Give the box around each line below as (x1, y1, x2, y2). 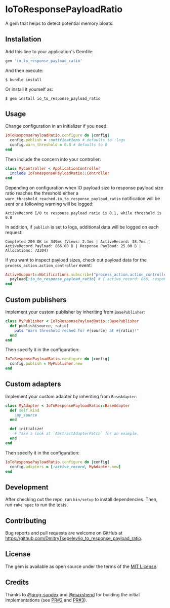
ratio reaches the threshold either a (5, 190, 79, 196)
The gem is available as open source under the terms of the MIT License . (5, 563, 158, 569)
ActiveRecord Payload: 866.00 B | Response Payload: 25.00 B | (5, 243, 142, 249)
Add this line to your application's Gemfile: (5, 48, 94, 54)
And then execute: (5, 67, 44, 73)
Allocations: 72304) (5, 248, 49, 253)
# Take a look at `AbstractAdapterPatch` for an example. (14, 431, 139, 436)
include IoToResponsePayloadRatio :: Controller (10, 171, 110, 176)
